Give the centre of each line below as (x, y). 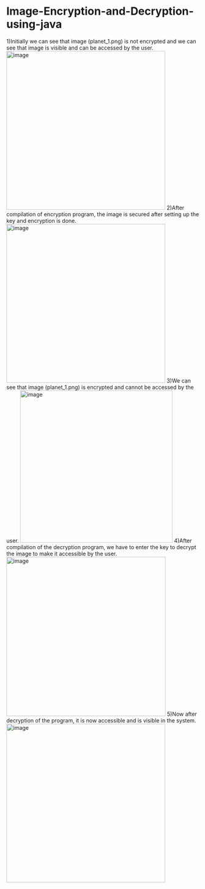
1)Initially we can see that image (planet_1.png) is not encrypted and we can (101, 41)
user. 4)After (99, 541)
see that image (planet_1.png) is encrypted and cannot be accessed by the (100, 387)
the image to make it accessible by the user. (62, 553)
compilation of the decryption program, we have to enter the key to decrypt (102, 547)
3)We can (179, 380)
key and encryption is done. (41, 220)
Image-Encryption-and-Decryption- (100, 11)
